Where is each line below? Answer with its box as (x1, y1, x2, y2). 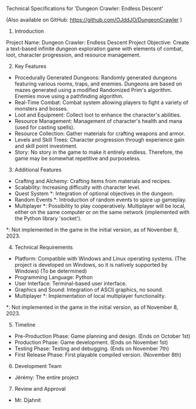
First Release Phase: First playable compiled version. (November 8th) (14, 351, 181, 358)
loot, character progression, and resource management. (6, 51, 141, 58)
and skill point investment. (14, 143, 78, 149)
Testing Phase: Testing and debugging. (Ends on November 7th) (14, 345, 170, 352)
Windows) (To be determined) (14, 267, 87, 274)
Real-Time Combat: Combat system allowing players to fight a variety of (14, 99, 188, 106)
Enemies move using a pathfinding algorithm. (14, 93, 124, 99)
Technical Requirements (14, 244, 73, 250)
